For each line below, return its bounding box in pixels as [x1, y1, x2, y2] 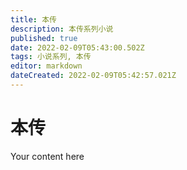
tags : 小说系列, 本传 [10, 52, 92, 62]
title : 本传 [10, 14, 57, 25]
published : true [10, 33, 78, 43]
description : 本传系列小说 [10, 24, 114, 34]
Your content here [10, 150, 85, 162]
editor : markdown [10, 61, 83, 71]
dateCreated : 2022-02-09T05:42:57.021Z [10, 71, 177, 81]
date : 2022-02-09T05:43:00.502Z [10, 42, 145, 53]
